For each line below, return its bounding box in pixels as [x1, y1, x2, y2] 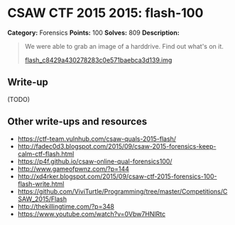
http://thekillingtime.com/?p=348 [17, 202, 115, 210]
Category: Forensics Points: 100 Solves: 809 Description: [7, 28, 180, 37]
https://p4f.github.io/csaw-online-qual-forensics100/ [17, 157, 173, 166]
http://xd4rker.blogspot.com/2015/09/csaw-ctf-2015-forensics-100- [17, 172, 217, 180]
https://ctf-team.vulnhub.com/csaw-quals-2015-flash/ [17, 134, 176, 143]
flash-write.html [17, 179, 65, 188]
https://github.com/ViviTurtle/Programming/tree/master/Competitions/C [17, 187, 228, 195]
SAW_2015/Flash [17, 195, 67, 203]
